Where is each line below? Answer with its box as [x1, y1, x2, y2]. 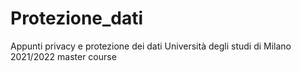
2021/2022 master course [10, 50, 117, 62]
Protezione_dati [10, 7, 144, 30]
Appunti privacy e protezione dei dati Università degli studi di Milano [10, 40, 292, 52]
